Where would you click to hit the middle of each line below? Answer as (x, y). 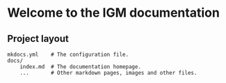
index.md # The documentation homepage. (80, 67)
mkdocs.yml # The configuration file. (68, 54)
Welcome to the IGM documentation (114, 13)
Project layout (38, 39)
